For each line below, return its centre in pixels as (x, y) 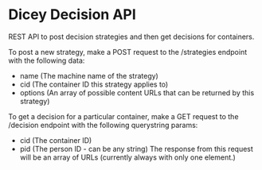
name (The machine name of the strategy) (89, 75)
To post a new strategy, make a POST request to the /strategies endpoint (128, 52)
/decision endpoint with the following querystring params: (103, 125)
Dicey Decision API (72, 15)
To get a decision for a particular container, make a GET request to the (123, 116)
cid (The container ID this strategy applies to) (94, 84)
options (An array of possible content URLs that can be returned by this (137, 92)
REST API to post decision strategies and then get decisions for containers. (131, 37)
